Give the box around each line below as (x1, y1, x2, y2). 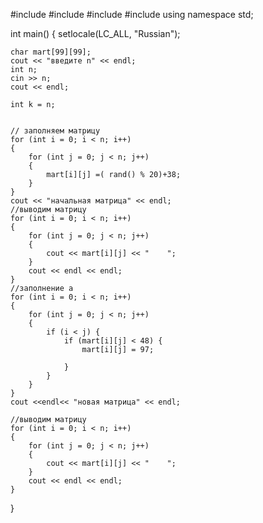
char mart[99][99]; (10, 47, 92, 57)
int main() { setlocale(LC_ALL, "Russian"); (10, 28, 181, 39)
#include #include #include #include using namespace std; (10, 9, 254, 20)
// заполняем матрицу (10, 126, 101, 136)
